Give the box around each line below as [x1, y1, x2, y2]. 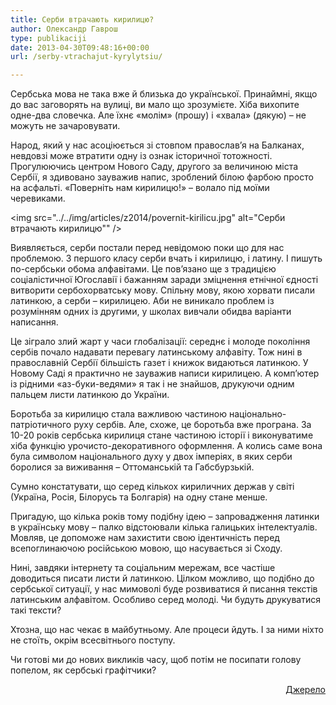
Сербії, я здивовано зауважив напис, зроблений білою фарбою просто [10, 171, 314, 183]
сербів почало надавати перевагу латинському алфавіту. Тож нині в [10, 346, 303, 358]
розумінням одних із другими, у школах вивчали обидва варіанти [10, 306, 292, 318]
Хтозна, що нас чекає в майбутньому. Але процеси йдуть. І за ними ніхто [10, 624, 324, 636]
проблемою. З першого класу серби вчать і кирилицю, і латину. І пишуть [10, 252, 323, 265]
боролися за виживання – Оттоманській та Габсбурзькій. [10, 461, 255, 473]
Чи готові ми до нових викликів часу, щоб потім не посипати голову [10, 654, 302, 666]
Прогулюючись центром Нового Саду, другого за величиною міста [10, 161, 299, 173]
